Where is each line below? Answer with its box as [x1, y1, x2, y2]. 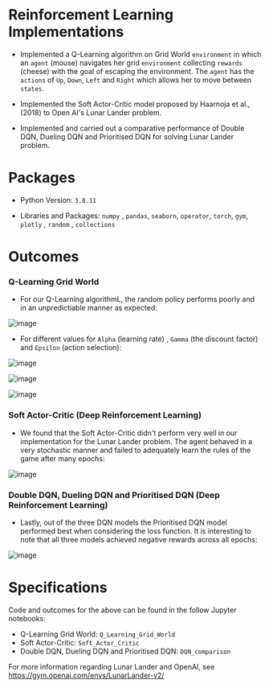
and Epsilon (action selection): [19, 343, 122, 352]
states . [19, 83, 44, 93]
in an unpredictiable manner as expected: [19, 303, 158, 313]
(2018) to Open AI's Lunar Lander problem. [19, 107, 162, 117]
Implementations [8, 23, 124, 41]
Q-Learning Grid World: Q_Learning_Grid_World [19, 629, 175, 639]
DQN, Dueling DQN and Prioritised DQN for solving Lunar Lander [19, 131, 234, 142]
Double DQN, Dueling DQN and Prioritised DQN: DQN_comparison [19, 646, 231, 656]
